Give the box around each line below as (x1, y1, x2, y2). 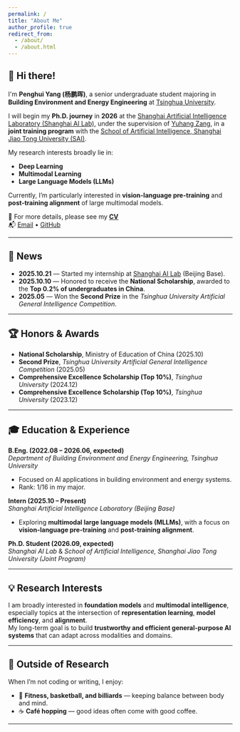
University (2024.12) (18, 381, 78, 389)
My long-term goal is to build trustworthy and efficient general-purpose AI (8, 624, 231, 632)
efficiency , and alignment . (8, 616, 88, 624)
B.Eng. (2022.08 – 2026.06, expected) (8, 446, 125, 455)
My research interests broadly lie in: (8, 148, 113, 157)
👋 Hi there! (8, 70, 56, 82)
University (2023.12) (18, 396, 78, 404)
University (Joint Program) (8, 555, 86, 563)
